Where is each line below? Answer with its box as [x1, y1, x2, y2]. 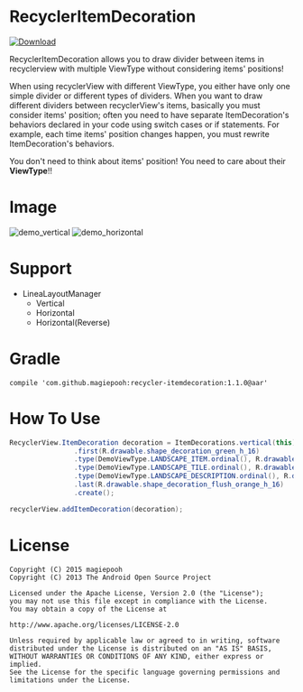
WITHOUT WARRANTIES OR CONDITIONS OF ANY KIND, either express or [9, 651, 264, 660]
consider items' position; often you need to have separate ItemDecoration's [9, 109, 289, 120]
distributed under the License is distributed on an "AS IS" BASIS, [9, 643, 272, 653]
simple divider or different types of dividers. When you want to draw [9, 90, 263, 101]
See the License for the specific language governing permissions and [9, 668, 280, 677]
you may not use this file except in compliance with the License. [9, 596, 269, 605]
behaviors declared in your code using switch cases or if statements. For [9, 119, 280, 130]
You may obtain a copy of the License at [9, 604, 168, 614]
